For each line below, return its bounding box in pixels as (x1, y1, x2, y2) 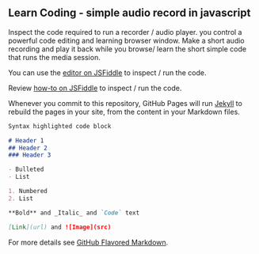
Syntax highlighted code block (8, 122, 112, 130)
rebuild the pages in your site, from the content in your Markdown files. (8, 107, 240, 116)
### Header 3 (8, 151, 51, 159)
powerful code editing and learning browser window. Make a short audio (8, 36, 245, 45)
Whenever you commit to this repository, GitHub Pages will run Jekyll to (8, 98, 243, 108)
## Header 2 (8, 144, 48, 152)
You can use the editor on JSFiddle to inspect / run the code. (8, 67, 207, 78)
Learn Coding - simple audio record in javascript (8, 6, 251, 20)
